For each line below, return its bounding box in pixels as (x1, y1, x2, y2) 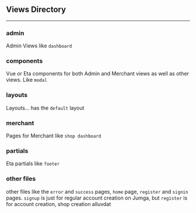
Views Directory (6, 5, 66, 15)
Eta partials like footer (6, 160, 60, 167)
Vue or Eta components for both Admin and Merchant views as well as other (6, 70, 190, 77)
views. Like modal (6, 76, 48, 84)
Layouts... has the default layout (6, 104, 85, 111)
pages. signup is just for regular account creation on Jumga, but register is (6, 194, 188, 201)
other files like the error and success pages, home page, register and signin (6, 188, 188, 195)
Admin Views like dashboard (6, 42, 72, 49)
